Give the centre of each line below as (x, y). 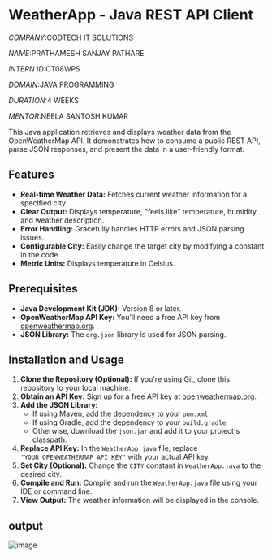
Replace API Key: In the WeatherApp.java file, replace (109, 448)
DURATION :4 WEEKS (43, 100)
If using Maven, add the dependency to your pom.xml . (121, 414)
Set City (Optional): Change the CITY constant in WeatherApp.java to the (140, 465)
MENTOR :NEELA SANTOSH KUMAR (68, 116)
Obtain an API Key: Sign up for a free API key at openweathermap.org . (138, 396)
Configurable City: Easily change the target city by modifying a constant (142, 246)
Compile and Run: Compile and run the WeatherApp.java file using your (139, 483)
